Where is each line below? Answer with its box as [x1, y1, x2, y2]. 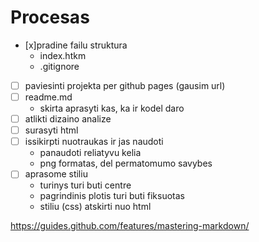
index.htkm [39, 49, 87, 61]
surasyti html [24, 124, 79, 136]
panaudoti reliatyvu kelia [39, 147, 142, 159]
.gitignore [39, 60, 80, 72]
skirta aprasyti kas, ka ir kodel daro [39, 102, 185, 115]
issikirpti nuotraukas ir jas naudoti [24, 136, 164, 148]
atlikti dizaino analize [24, 113, 112, 125]
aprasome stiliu [24, 168, 88, 180]
